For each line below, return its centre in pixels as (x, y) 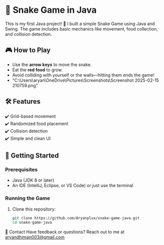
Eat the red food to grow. (37, 70)
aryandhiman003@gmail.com (35, 237)
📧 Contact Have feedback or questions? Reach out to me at (65, 232)
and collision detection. (29, 34)
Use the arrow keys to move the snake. (52, 64)
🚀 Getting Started (32, 155)
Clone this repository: (34, 209)
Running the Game (28, 198)
